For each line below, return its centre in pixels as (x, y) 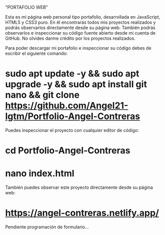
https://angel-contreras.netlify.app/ (82, 213)
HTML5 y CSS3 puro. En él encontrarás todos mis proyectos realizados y (80, 22)
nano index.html (40, 173)
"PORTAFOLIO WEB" (27, 7)
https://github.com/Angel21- (67, 106)
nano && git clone (42, 95)
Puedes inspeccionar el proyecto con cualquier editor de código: (72, 130)
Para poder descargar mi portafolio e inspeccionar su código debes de (78, 48)
